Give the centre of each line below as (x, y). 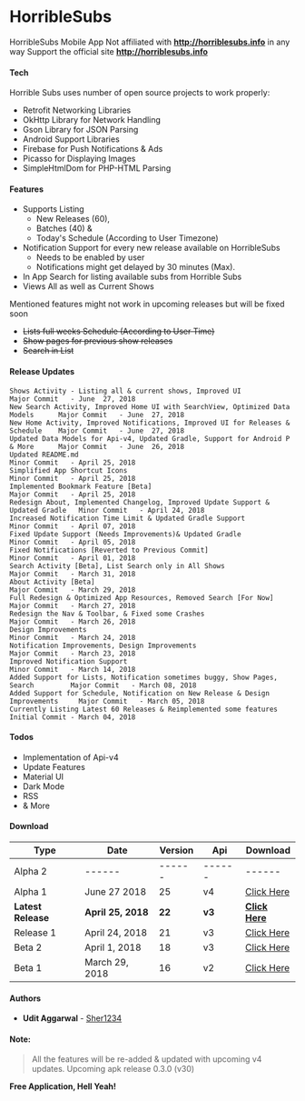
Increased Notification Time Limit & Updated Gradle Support (128, 518)
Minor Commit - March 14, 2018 (73, 669)
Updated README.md (44, 455)
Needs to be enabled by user (90, 257)
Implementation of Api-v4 (71, 757)
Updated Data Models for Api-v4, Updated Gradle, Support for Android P (150, 438)
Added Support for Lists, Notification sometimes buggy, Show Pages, (144, 677)
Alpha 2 (30, 871)
